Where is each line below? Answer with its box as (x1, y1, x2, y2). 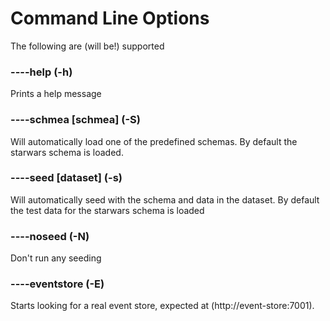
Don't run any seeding (10, 252, 102, 264)
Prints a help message (10, 88, 102, 100)
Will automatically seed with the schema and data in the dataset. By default (10, 193, 320, 206)
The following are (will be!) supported (10, 40, 165, 52)
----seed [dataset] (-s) (10, 171, 123, 185)
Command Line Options (10, 7, 210, 30)
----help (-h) (10, 65, 73, 79)
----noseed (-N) (10, 229, 90, 243)
